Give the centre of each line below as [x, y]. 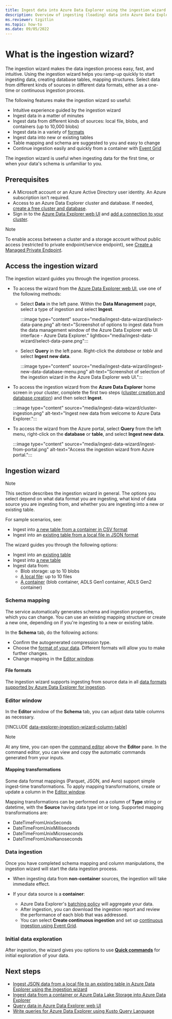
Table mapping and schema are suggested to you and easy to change [86, 143]
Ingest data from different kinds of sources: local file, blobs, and [80, 121]
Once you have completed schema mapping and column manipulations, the [85, 863]
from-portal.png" [31, 449]
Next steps [23, 972]
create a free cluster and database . [50, 208]
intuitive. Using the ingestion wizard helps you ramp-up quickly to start [80, 74]
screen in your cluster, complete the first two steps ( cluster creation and [89, 392]
